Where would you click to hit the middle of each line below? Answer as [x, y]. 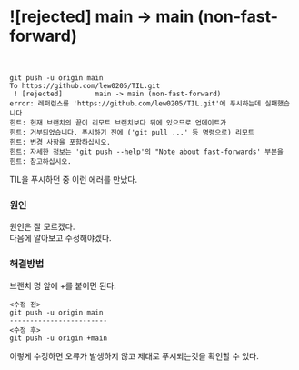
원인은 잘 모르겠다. [42, 227]
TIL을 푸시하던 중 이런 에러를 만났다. [74, 179]
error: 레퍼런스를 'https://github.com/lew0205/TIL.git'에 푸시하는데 [135, 103]
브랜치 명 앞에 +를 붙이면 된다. [63, 285]
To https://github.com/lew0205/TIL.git [85, 85]
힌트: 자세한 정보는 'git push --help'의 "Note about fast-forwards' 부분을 [147, 152]
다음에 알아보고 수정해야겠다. [60, 238]
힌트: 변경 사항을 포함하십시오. [60, 142]
